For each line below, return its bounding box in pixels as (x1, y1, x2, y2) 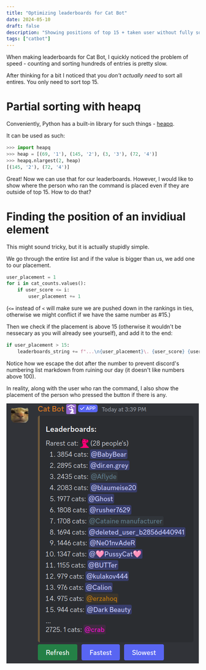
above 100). (6, 372, 36, 380)
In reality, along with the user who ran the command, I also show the (6, 384, 179, 392)
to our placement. (6, 261, 51, 269)
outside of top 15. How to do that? (6, 188, 92, 196)
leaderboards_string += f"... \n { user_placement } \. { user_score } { (17, 348, 191, 355)
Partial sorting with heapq (6, 100, 141, 114)
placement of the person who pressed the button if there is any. (6, 391, 167, 398)
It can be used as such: (6, 132, 66, 139)
